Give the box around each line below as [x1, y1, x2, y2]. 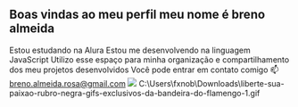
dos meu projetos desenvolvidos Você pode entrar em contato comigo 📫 [9, 64, 279, 75]
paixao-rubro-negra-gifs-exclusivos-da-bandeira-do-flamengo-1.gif [9, 87, 261, 98]
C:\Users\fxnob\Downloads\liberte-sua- [138, 78, 285, 88]
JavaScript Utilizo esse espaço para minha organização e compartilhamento [9, 53, 290, 65]
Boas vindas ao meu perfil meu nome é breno [9, 7, 266, 22]
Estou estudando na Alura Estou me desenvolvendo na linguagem [9, 45, 252, 55]
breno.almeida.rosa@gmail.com [9, 78, 127, 88]
